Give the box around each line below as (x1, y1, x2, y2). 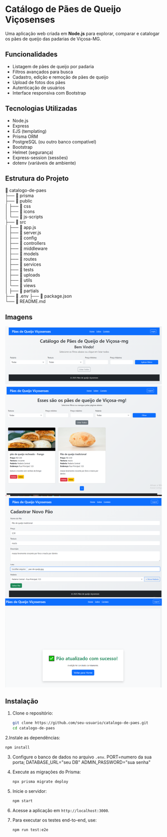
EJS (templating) (12, 128, 47, 134)
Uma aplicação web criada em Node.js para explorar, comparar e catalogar (5, 30, 160, 36)
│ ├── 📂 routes (5, 256, 37, 262)
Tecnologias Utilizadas (5, 105, 78, 113)
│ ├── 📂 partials (5, 288, 39, 294)
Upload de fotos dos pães (12, 79, 66, 85)
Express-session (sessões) (12, 154, 68, 160)
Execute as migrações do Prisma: (12, 769, 81, 775)
